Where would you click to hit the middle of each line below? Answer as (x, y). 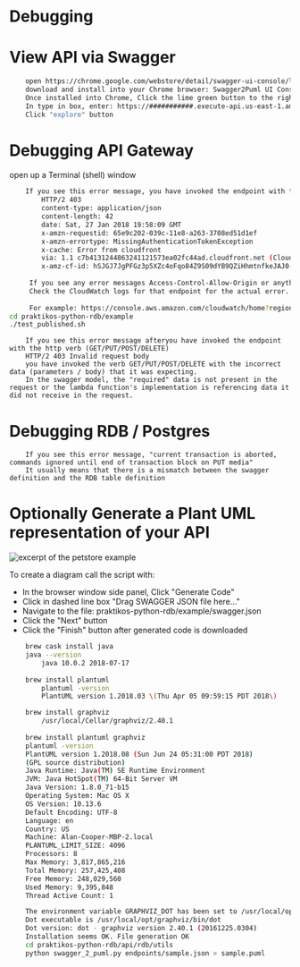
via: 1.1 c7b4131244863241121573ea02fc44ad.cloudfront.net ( (158, 258)
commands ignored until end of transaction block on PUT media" (131, 462)
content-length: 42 (78, 216)
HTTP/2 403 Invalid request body (87, 356)
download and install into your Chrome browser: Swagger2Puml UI (150, 89)
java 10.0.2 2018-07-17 (85, 663)
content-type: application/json (102, 208)
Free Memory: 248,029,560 (74, 878)
